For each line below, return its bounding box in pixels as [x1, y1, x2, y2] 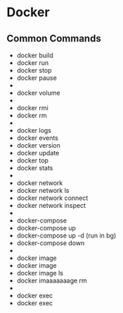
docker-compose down [16, 239, 85, 247]
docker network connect [16, 194, 89, 202]
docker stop [16, 66, 52, 74]
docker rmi [16, 104, 48, 112]
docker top [16, 156, 48, 165]
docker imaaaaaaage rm [16, 276, 87, 285]
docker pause [16, 73, 57, 82]
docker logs [16, 126, 52, 134]
